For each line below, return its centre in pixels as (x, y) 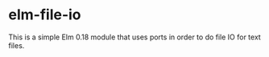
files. (17, 45)
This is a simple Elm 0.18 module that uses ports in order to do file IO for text (135, 37)
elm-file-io (45, 15)
